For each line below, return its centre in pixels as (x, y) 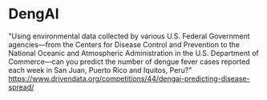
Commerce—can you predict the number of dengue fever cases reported (129, 62)
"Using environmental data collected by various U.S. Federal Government (129, 36)
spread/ (21, 87)
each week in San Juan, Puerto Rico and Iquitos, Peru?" (100, 70)
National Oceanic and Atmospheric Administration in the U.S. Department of (133, 53)
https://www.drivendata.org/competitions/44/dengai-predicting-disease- (129, 78)
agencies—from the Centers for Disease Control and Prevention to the (124, 44)
